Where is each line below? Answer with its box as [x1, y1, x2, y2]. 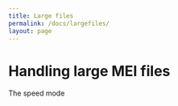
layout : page [8, 27, 52, 35]
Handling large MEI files [8, 61, 171, 80]
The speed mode [8, 88, 65, 98]
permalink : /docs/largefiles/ [8, 19, 110, 28]
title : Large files [8, 11, 74, 20]
